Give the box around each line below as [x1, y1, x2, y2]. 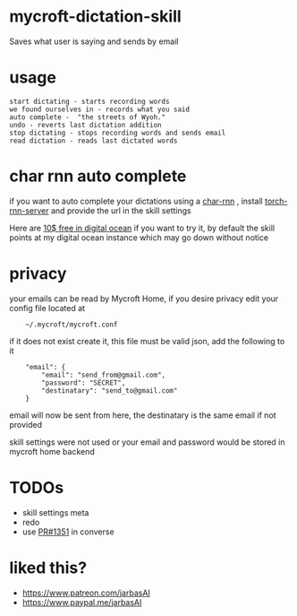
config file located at [9, 302, 86, 313]
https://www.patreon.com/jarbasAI [21, 587, 150, 598]
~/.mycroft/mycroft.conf [25, 320, 118, 329]
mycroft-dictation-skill [9, 6, 182, 27]
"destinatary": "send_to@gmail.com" [41, 386, 178, 395]
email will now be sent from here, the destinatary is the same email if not [9, 410, 276, 421]
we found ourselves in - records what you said [9, 105, 191, 114]
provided [9, 419, 43, 429]
